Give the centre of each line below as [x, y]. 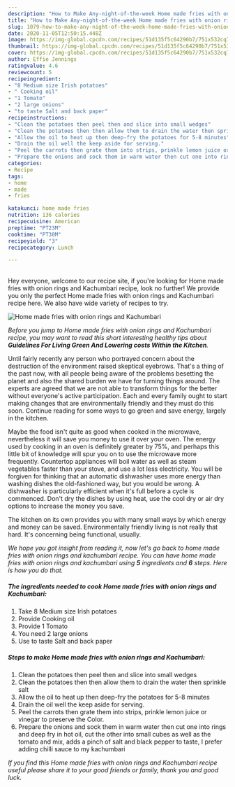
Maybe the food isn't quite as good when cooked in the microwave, [105, 432]
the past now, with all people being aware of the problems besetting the [111, 374]
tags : [16, 176]
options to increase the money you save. [66, 506]
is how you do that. [36, 570]
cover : [17, 53]
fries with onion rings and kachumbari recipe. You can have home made [112, 555]
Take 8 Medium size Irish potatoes [67, 611]
